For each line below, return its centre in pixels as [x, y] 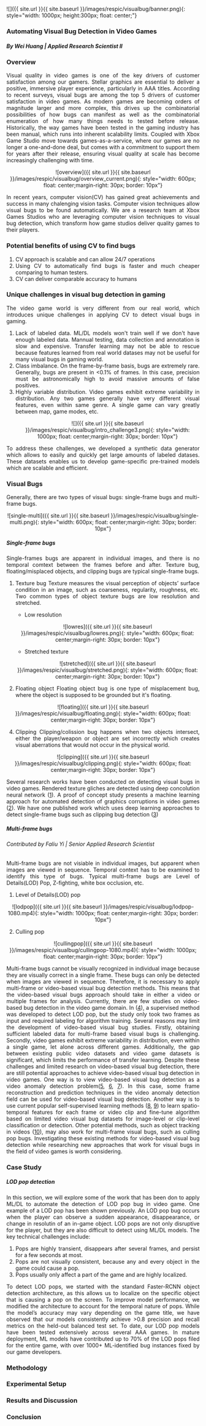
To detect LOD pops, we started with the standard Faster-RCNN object [103, 1286]
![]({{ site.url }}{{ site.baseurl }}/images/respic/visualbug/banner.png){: [96, 9]
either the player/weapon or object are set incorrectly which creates [107, 739]
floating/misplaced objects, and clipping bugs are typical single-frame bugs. [103, 572]
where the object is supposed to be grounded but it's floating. [93, 695]
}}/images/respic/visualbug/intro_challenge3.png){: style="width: [108, 430]
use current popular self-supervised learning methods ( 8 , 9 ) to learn [93, 1105]
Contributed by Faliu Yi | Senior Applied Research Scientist [81, 844]
